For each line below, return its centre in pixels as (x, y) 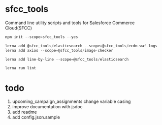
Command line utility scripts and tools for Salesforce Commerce (70, 23)
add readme (24, 112)
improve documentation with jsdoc (47, 107)
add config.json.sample (36, 117)
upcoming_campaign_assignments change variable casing (71, 101)
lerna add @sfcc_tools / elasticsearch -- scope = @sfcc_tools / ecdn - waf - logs (81, 46)
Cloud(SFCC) (18, 28)
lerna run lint (21, 68)
